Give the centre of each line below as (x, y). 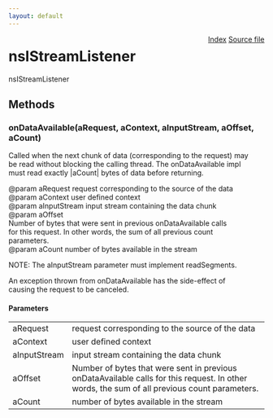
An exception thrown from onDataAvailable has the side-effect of (117, 281)
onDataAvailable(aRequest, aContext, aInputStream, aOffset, (131, 127)
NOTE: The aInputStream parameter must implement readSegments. (123, 265)
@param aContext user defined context (74, 197)
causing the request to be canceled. (69, 289)
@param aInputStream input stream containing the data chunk (113, 206)
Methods (32, 104)
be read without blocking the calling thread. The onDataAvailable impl (125, 165)
